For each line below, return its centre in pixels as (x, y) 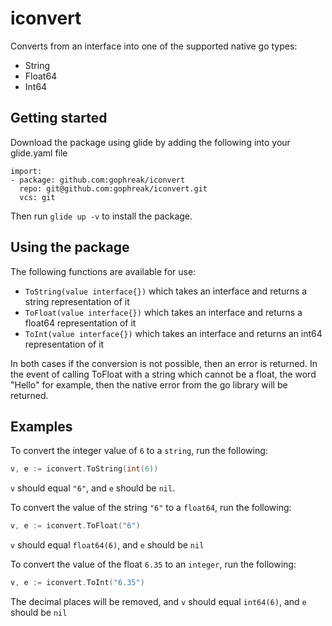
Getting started (59, 118)
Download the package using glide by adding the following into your (150, 142)
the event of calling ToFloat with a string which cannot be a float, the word (163, 374)
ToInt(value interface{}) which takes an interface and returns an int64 (173, 333)
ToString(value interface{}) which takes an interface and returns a (166, 291)
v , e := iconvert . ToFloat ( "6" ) (75, 526)
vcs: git (37, 197)
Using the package (70, 247)
